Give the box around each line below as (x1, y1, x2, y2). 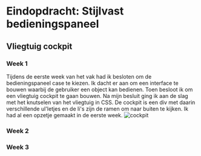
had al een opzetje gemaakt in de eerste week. (6, 111, 123, 119)
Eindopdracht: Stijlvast (6, 4, 124, 18)
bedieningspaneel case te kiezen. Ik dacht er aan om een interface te (6, 79, 179, 86)
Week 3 (6, 143, 29, 151)
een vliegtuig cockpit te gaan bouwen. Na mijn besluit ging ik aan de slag (6, 92, 189, 99)
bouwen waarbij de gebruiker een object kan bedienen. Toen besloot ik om (6, 86, 193, 93)
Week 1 (6, 59, 28, 68)
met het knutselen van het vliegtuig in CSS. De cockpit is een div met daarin (6, 99, 196, 106)
